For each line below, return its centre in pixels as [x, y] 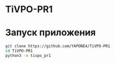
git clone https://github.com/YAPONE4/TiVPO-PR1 [58, 46]
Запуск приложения [50, 33]
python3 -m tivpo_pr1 [28, 55]
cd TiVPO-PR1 [19, 51]
